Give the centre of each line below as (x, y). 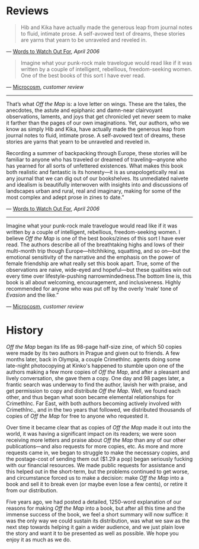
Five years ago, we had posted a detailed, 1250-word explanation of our (94, 502)
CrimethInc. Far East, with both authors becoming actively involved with (94, 403)
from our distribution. (32, 490)
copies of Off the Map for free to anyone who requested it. (78, 416)
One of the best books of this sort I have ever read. (83, 75)
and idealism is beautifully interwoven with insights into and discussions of (97, 184)
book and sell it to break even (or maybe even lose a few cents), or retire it (97, 484)
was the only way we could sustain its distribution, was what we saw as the (98, 521)
